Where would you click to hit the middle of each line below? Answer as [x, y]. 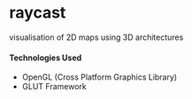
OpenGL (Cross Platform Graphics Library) [100, 77]
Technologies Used [46, 57]
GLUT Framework [54, 87]
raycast [38, 13]
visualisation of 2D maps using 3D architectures [96, 37]
